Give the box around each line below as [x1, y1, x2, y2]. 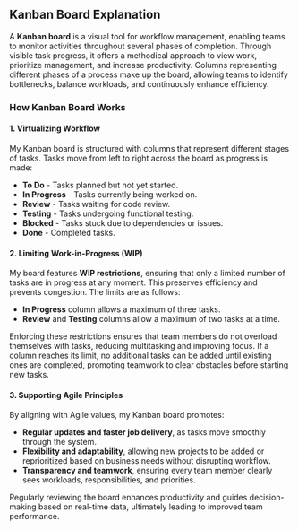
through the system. [21, 437, 97, 447]
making [9, 501, 38, 512]
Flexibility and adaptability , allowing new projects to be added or [21, 446, 265, 456]
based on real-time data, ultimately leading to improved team [38, 501, 263, 512]
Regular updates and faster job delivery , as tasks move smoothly [21, 427, 267, 438]
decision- [249, 492, 285, 503]
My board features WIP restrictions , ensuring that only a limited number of [9, 268, 286, 279]
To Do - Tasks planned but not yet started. [21, 179, 179, 190]
